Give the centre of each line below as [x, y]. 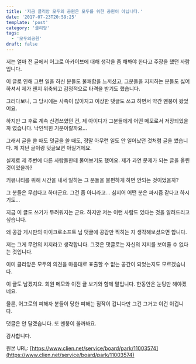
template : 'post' [27, 22]
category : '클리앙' [28, 28]
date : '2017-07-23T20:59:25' [42, 17]
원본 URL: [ [19, 348]
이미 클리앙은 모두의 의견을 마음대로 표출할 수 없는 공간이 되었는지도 [83, 264]
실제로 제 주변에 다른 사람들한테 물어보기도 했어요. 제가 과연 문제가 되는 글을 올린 [98, 160]
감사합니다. [19, 336]
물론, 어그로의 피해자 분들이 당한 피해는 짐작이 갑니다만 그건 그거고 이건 [87, 303]
